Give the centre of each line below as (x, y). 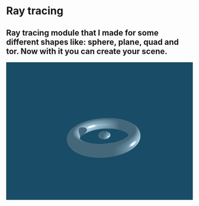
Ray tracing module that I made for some (82, 33)
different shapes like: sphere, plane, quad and (92, 42)
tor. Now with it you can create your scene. (87, 51)
